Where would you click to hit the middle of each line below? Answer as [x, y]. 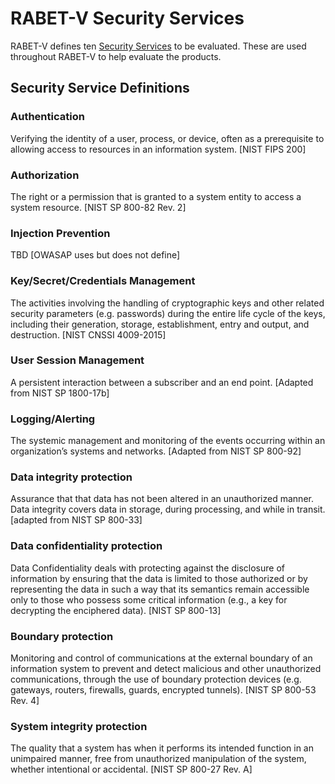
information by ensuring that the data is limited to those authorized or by [159, 578]
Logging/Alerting [53, 419]
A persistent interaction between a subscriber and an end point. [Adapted [162, 382]
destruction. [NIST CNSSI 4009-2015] [88, 334]
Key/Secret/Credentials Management [103, 281]
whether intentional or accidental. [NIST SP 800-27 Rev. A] [131, 769]
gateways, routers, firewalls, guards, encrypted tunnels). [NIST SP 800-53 [163, 690]
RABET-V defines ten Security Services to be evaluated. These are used [158, 46]
